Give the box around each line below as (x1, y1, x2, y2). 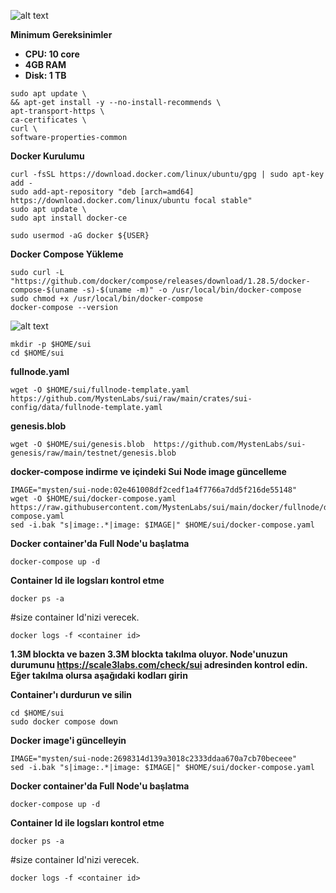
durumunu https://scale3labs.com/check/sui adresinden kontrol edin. (10, 659, 308, 670)
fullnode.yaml (10, 366, 70, 377)
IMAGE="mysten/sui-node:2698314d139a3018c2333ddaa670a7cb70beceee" (10, 754, 298, 764)
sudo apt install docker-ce (10, 213, 128, 223)
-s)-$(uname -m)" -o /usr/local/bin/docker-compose (81, 285, 302, 295)
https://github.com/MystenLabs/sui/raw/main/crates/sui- (10, 394, 253, 404)
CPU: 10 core (24, 48, 80, 60)
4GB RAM (24, 59, 67, 70)
